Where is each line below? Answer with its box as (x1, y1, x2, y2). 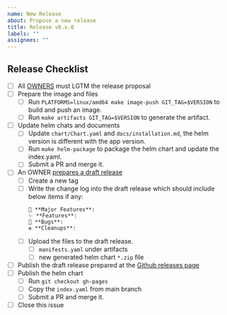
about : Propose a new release (7, 17, 97, 24)
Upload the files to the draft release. (28, 236, 134, 245)
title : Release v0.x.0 (7, 23, 74, 30)
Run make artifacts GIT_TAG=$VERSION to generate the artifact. (28, 113, 211, 122)
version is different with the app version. (28, 137, 146, 146)
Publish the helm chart (17, 268, 83, 277)
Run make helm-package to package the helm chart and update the (28, 144, 219, 153)
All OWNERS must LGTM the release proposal (17, 81, 151, 90)
